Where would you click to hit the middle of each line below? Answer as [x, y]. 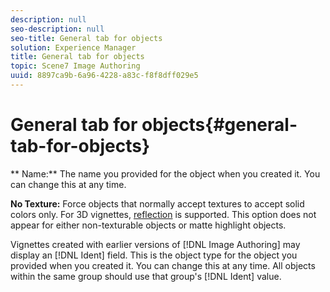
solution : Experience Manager [73, 47]
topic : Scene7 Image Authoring [75, 66]
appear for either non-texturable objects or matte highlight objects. [148, 225]
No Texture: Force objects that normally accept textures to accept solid [157, 203]
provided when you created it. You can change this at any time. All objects [163, 265]
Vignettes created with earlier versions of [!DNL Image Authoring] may [155, 244]
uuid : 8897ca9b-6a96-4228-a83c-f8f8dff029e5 [104, 76]
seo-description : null [57, 29]
